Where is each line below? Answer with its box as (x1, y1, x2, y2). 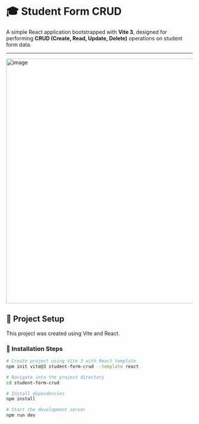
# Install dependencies (6, 390, 65, 397)
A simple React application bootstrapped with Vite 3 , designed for (6, 28, 168, 36)
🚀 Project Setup (6, 314, 65, 324)
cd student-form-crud (6, 379, 60, 386)
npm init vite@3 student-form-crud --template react (6, 363, 139, 369)
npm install (6, 396, 36, 402)
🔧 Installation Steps (6, 344, 63, 353)
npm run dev (6, 412, 36, 419)
